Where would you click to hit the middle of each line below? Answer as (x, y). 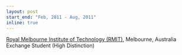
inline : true (22, 22)
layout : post (22, 12)
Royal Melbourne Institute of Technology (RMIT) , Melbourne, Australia (91, 40)
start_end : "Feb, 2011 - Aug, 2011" (51, 17)
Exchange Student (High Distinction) (50, 46)
